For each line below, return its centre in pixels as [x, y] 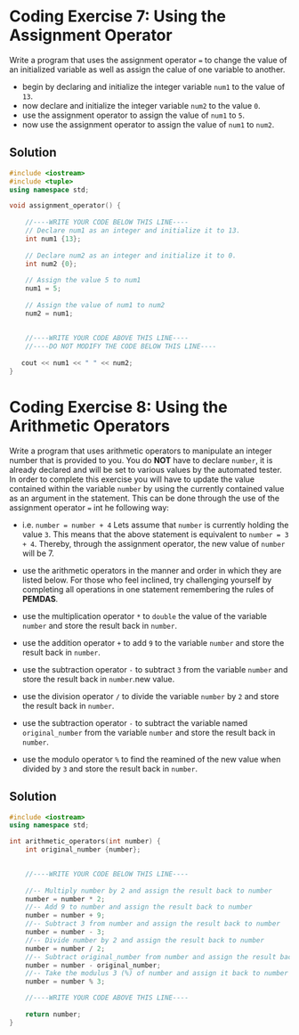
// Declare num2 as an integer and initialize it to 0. [131, 256]
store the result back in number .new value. [98, 679]
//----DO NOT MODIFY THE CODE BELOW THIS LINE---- [121, 346]
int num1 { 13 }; [53, 239]
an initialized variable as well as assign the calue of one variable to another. [147, 69]
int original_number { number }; [83, 850]
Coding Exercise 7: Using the [118, 16]
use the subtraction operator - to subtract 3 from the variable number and [155, 669]
